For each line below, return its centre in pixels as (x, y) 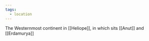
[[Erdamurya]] (20, 33)
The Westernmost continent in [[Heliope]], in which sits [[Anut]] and (74, 28)
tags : (11, 10)
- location (21, 14)
